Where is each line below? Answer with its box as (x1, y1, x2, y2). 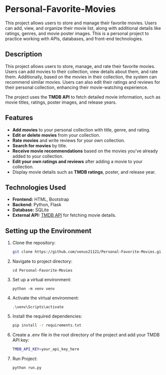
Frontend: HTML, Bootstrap (12, 196, 69, 202)
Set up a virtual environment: (12, 277, 72, 283)
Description (5, 50, 42, 59)
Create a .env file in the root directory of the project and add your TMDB (12, 331, 160, 338)
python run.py (12, 365, 42, 370)
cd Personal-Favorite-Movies (12, 268, 73, 273)
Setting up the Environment (5, 227, 92, 235)
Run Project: (12, 356, 38, 362)
